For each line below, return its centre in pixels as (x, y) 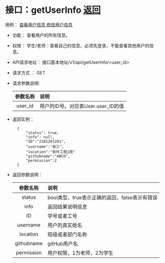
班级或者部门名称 (67, 234)
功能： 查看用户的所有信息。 (41, 35)
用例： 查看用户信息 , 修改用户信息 (39, 25)
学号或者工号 (62, 216)
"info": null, (40, 137)
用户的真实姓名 (65, 225)
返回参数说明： (27, 174)
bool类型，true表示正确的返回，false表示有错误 (103, 197)
